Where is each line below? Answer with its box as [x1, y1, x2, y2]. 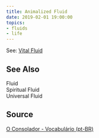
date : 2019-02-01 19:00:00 [6, 14, 73, 20]
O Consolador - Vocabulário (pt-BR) [6, 125, 94, 132]
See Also [6, 64, 40, 74]
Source [6, 110, 34, 120]
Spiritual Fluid [6, 86, 40, 93]
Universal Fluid [6, 92, 43, 100]
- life [6, 31, 23, 37]
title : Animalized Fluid [6, 8, 68, 15]
